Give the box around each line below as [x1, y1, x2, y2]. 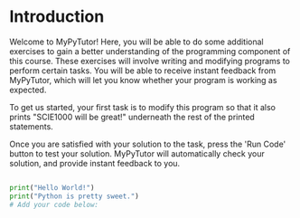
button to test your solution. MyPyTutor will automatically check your [9, 147, 265, 159]
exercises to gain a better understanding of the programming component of [9, 45, 291, 56]
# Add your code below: [9, 200, 99, 209]
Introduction [9, 6, 105, 27]
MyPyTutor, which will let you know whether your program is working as [9, 74, 277, 85]
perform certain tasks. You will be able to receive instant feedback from [9, 65, 277, 76]
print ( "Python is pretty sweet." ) [9, 192, 140, 201]
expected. [9, 84, 47, 95]
